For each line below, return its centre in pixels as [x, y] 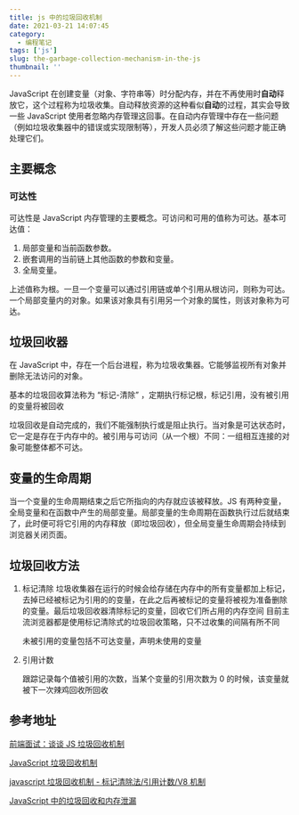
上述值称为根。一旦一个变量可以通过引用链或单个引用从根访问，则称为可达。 [149, 289]
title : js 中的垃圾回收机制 [56, 17]
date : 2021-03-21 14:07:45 [59, 26]
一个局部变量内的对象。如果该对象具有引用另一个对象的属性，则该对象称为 [145, 300]
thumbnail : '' [36, 68]
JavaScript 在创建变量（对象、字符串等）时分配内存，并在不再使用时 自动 [143, 94]
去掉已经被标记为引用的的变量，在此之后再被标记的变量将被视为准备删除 [154, 599]
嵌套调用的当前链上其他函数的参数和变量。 [100, 258]
